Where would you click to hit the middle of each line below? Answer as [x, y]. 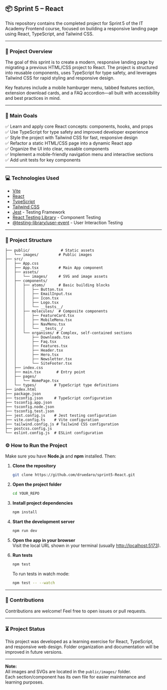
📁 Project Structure [29, 240]
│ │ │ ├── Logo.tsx [32, 303]
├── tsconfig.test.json [30, 411]
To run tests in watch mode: [41, 574]
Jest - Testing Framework [39, 212]
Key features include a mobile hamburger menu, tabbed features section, [80, 88]
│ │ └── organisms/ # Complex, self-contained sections [69, 333]
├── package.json [23, 394]
